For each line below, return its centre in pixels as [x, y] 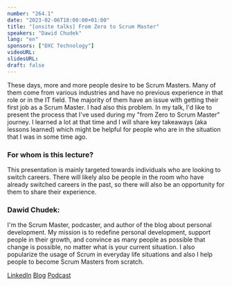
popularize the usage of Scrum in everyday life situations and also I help [110, 255]
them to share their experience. [52, 192]
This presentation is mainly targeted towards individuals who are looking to [114, 169]
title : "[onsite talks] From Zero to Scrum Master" [83, 26]
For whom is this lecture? [50, 155]
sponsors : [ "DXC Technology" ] [51, 46]
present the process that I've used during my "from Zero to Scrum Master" [114, 115]
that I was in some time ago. [47, 137]
